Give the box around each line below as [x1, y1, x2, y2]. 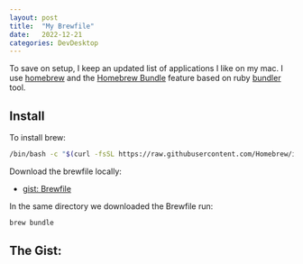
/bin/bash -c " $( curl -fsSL [9, 150, 115, 159]
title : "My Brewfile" [9, 22, 95, 31]
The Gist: [9, 243, 62, 259]
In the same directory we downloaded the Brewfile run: [9, 200, 214, 212]
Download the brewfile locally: [9, 166, 122, 177]
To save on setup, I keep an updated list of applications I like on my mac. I [9, 63, 284, 74]
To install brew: [9, 132, 66, 143]
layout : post [9, 13, 59, 23]
